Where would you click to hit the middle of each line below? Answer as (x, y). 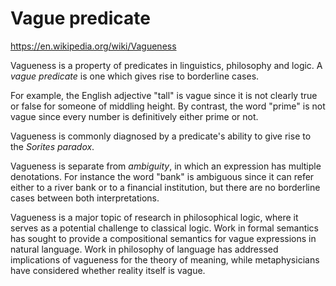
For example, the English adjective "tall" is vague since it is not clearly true (164, 95)
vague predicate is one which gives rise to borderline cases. (135, 76)
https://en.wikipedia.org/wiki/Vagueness (93, 46)
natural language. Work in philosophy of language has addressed (144, 249)
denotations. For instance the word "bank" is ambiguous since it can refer (162, 176)
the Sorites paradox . (52, 146)
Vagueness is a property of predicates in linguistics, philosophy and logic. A (166, 65)
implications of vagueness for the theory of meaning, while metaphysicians (165, 259)
